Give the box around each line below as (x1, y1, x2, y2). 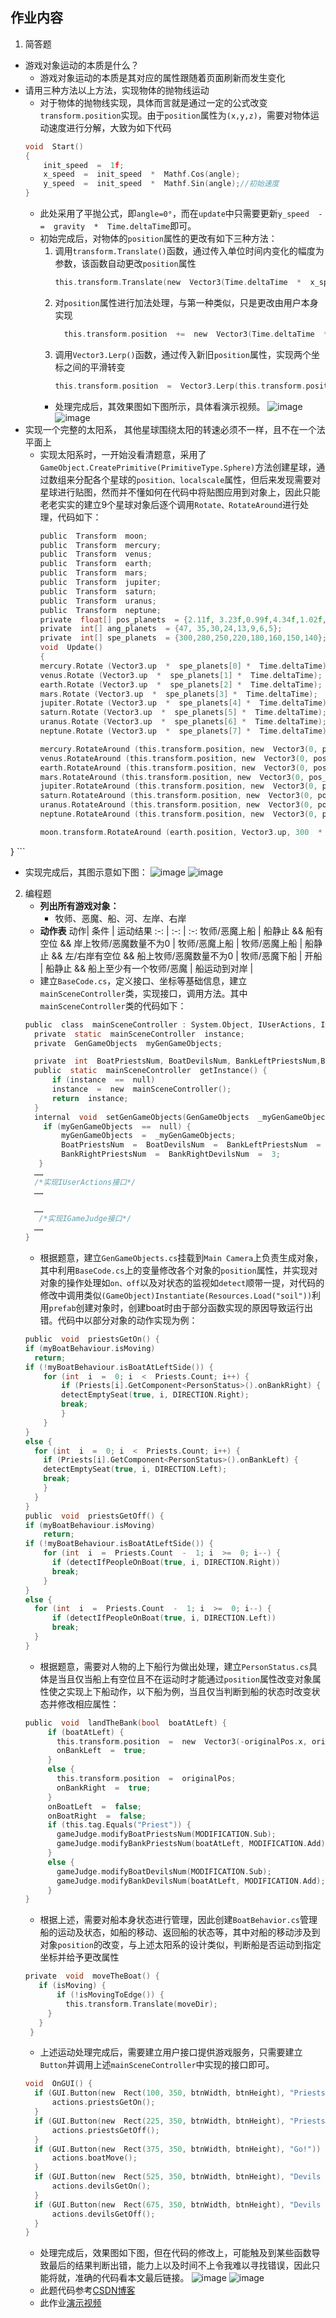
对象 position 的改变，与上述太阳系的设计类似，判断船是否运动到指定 (39, 1939, 322, 1951)
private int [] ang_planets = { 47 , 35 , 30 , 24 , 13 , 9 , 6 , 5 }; (39, 624, 283, 634)
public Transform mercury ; (39, 540, 162, 550)
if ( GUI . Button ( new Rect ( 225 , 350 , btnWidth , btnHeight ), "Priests (34, 2116, 326, 2126)
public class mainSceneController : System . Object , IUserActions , (24, 1019, 317, 1030)
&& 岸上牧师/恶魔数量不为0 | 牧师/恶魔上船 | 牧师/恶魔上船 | (59, 937, 303, 949)
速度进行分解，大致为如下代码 (48, 121, 172, 133)
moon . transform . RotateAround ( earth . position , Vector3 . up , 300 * (39, 827, 323, 837)
